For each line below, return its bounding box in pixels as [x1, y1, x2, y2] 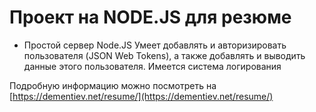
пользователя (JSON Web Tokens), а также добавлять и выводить [23, 49, 306, 61]
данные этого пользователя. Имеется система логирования [23, 60, 282, 72]
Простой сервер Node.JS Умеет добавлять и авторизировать [23, 39, 287, 51]
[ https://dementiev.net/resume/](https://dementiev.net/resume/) [9, 90, 274, 102]
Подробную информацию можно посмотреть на [9, 79, 217, 91]
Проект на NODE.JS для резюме [9, 6, 292, 29]
